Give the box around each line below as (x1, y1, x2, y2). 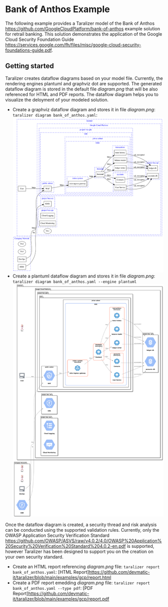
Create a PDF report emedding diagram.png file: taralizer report (12, 580, 150, 586)
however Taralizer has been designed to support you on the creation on (5, 548, 153, 554)
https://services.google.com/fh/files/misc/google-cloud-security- (5, 41, 142, 48)
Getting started (5, 62, 54, 70)
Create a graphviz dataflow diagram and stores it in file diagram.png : (12, 106, 156, 112)
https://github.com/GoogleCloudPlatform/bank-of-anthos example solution (5, 25, 160, 31)
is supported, (126, 543, 154, 549)
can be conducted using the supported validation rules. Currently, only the (5, 527, 159, 533)
